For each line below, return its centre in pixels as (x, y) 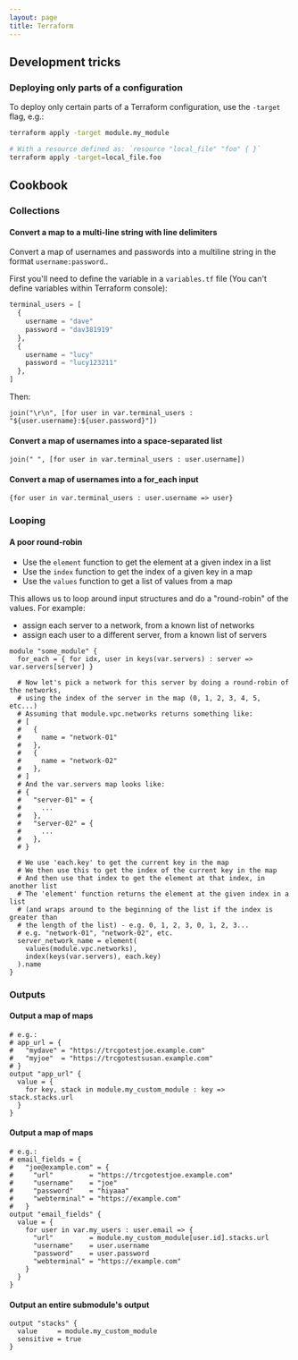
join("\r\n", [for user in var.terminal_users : (101, 413)
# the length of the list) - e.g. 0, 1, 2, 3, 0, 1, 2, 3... (133, 925)
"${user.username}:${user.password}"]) (83, 421)
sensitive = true (50, 1339)
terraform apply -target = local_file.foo (86, 157)
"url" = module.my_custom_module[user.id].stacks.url (151, 1237)
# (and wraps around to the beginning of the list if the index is (145, 909)
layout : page (33, 17)
